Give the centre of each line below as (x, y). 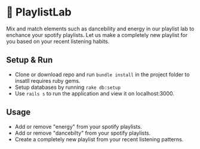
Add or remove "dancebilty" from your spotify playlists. (83, 133)
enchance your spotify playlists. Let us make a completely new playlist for (97, 35)
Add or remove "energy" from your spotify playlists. (78, 126)
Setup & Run (30, 60)
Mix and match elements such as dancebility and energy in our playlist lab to (100, 29)
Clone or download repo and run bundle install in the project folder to (102, 74)
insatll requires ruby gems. (47, 80)
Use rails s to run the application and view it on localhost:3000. (95, 93)
